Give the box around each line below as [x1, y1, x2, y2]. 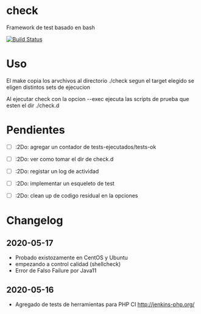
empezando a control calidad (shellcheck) [15, 260, 121, 268]
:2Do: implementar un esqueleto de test [15, 180, 115, 187]
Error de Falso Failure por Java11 [15, 267, 97, 274]
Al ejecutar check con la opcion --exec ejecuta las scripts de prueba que [6, 95, 189, 102]
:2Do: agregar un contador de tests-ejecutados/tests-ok [15, 143, 157, 150]
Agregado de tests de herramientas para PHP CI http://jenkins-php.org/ [15, 301, 195, 308]
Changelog [6, 214, 63, 228]
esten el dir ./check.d [6, 102, 60, 109]
